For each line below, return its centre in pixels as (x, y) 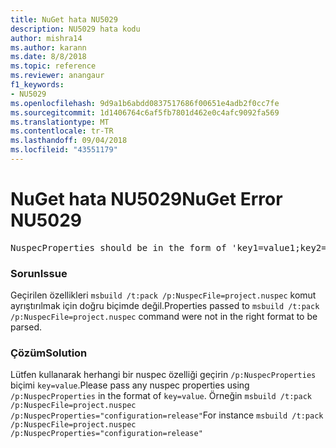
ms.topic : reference (53, 66)
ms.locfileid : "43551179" (64, 150)
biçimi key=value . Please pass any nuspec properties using (130, 385)
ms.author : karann (48, 47)
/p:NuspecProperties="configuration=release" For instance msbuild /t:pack (167, 415)
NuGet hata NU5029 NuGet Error (146, 199)
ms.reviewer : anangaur (57, 76)
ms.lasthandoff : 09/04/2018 (69, 141)
